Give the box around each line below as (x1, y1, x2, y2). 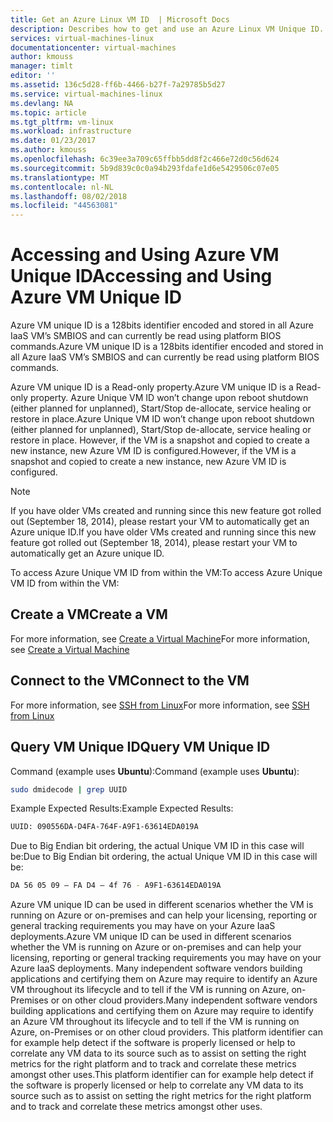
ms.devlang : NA (10, 98, 74, 108)
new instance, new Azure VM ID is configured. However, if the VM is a (10, 445, 297, 457)
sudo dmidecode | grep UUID (10, 784, 128, 795)
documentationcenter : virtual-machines (10, 42, 177, 53)
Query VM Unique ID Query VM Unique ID (10, 739, 271, 756)
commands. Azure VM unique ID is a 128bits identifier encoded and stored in (10, 341, 324, 353)
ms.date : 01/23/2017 (10, 136, 97, 146)
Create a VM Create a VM (10, 606, 168, 623)
